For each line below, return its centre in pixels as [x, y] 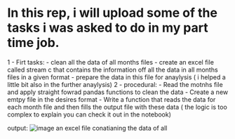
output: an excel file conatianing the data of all [87, 128]
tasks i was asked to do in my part [108, 28]
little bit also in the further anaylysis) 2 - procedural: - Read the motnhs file [115, 84]
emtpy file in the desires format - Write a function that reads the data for [112, 99]
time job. [33, 43]
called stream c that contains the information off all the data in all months [113, 69]
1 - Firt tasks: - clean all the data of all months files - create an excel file [110, 62]
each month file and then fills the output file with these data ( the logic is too [117, 107]
